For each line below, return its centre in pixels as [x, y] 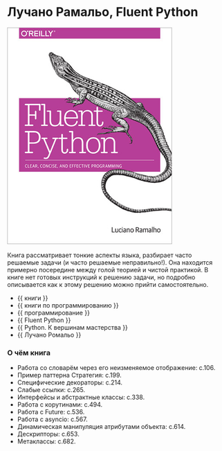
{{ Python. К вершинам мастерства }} [72, 327]
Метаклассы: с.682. [46, 441]
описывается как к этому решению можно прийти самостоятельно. [108, 284]
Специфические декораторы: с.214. [70, 382]
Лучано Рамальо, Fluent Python [103, 12]
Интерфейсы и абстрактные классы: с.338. [81, 397]
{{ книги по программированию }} [68, 305]
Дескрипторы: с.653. [48, 434]
